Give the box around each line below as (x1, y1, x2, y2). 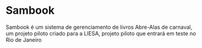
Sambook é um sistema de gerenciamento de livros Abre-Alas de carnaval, (5, 23, 193, 31)
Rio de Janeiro (5, 36, 42, 43)
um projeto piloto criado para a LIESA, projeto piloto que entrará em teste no (5, 29, 197, 37)
